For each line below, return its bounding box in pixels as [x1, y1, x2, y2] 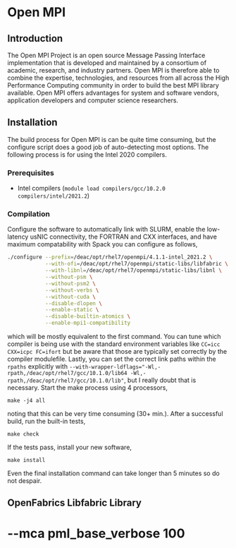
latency [7, 232, 29, 241]
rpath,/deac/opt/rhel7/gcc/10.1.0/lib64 [7, 370, 128, 377]
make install [7, 457, 46, 464]
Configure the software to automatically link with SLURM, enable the [7, 225, 206, 234]
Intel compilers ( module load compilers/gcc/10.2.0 [17, 184, 166, 193]
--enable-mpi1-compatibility [44, 319, 131, 327]
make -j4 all [7, 397, 46, 405]
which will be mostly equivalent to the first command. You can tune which [7, 333, 221, 341]
